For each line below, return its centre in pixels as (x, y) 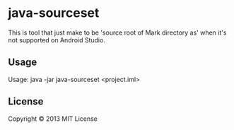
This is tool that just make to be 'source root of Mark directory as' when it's (117, 32)
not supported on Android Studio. (57, 40)
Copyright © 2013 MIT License (53, 119)
